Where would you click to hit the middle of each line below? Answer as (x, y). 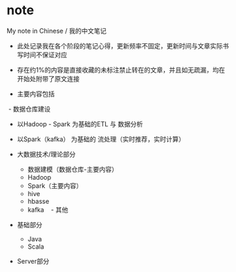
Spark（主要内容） (55, 185)
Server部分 (33, 261)
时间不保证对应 (45, 55)
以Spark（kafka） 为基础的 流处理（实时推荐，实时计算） (101, 139)
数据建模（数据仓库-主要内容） (73, 169)
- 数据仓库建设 (29, 109)
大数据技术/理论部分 (46, 154)
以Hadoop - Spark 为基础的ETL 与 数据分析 (80, 124)
